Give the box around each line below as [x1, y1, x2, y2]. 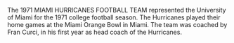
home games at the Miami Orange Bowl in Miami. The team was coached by [7, 21, 228, 28]
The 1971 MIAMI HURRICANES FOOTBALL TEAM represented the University [7, 6, 226, 14]
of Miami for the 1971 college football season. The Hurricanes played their [7, 13, 221, 21]
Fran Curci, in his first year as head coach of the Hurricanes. [7, 28, 183, 36]
